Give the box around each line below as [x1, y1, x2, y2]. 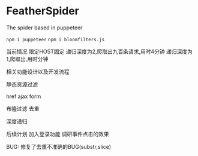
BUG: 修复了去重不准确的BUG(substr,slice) [6, 143, 112, 150]
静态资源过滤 [6, 81, 38, 88]
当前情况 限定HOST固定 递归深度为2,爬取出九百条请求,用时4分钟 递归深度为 [6, 48, 193, 55]
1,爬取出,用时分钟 [6, 55, 49, 62]
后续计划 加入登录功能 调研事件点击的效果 [6, 130, 109, 137]
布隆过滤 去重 [6, 105, 40, 112]
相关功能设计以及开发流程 [6, 68, 70, 75]
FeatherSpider [6, 4, 79, 18]
